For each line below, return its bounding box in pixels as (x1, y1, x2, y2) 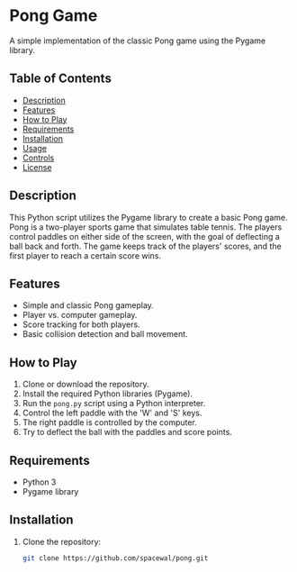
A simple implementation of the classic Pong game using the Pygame (9, 35, 266, 46)
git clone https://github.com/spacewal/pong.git (22, 553, 209, 563)
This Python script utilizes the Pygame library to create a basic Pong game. (9, 212, 288, 222)
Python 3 (22, 477, 57, 487)
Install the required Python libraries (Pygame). (22, 388, 193, 399)
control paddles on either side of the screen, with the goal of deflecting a (9, 231, 281, 241)
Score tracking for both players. (22, 319, 141, 330)
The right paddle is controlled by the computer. (22, 417, 198, 428)
